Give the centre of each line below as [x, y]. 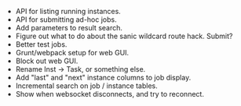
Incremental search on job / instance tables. [87, 86]
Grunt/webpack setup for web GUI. [72, 53]
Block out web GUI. [47, 61]
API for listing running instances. [68, 11]
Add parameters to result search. [69, 28]
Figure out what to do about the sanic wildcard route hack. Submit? [124, 36]
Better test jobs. [41, 44]
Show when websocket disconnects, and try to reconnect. [110, 94]
